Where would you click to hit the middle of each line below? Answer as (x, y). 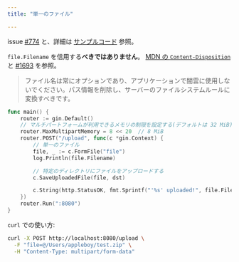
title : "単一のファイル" (40, 14)
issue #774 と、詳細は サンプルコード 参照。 (73, 41)
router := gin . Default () (57, 118)
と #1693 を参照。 (34, 65)
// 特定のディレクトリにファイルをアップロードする (99, 171)
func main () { (28, 112)
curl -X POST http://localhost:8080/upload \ (76, 238)
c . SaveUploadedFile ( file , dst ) (79, 178)
